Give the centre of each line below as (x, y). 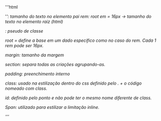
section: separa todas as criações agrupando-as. (55, 64)
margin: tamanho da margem (35, 55)
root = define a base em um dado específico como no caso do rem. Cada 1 (81, 40)
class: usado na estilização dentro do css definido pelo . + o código (73, 83)
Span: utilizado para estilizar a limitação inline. (52, 107)
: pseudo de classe (24, 31)
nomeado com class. (26, 88)
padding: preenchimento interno (38, 74)
